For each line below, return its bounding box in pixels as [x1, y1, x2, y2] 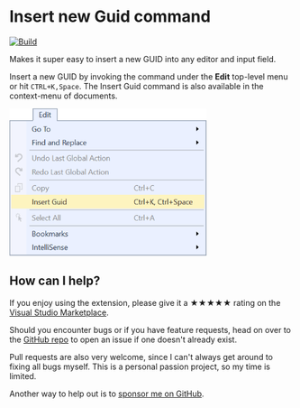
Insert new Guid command [9, 6, 212, 27]
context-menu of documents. [9, 90, 118, 101]
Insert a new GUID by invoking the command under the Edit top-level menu [9, 70, 288, 82]
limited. [9, 370, 37, 381]
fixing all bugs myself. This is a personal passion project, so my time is [9, 361, 270, 372]
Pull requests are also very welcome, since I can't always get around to [9, 351, 273, 362]
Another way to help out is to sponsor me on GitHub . [9, 388, 205, 399]
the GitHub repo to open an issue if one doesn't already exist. [9, 334, 237, 345]
